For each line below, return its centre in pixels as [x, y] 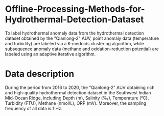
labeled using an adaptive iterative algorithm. [50, 54]
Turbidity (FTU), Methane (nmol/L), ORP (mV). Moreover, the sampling [76, 103]
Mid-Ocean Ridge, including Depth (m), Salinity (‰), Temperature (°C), [77, 98]
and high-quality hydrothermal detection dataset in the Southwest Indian [78, 92]
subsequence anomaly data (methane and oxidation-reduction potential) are [82, 49]
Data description [40, 74]
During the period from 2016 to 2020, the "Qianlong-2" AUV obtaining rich [80, 87]
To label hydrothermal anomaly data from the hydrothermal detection [75, 33]
